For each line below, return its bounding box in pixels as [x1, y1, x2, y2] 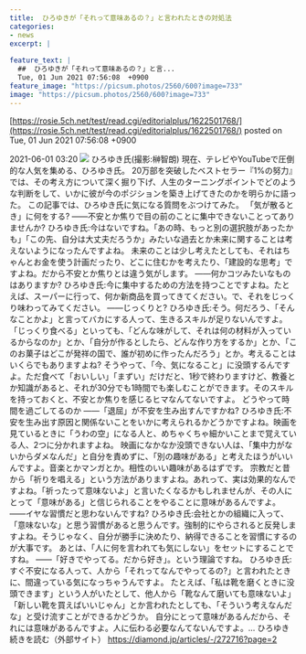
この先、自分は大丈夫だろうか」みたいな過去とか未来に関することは [28, 233, 286, 244]
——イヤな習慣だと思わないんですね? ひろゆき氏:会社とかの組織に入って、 [9, 508, 290, 519]
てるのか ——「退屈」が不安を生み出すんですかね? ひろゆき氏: [48, 404, 284, 416]
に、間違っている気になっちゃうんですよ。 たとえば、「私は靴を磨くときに [9, 576, 288, 587]
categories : [9, 22, 55, 31]
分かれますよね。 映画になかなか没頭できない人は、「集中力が [54, 439, 285, 450]
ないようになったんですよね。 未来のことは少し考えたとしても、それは [16, 244, 283, 256]
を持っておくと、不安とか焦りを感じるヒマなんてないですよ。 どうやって [9, 393, 282, 404]
